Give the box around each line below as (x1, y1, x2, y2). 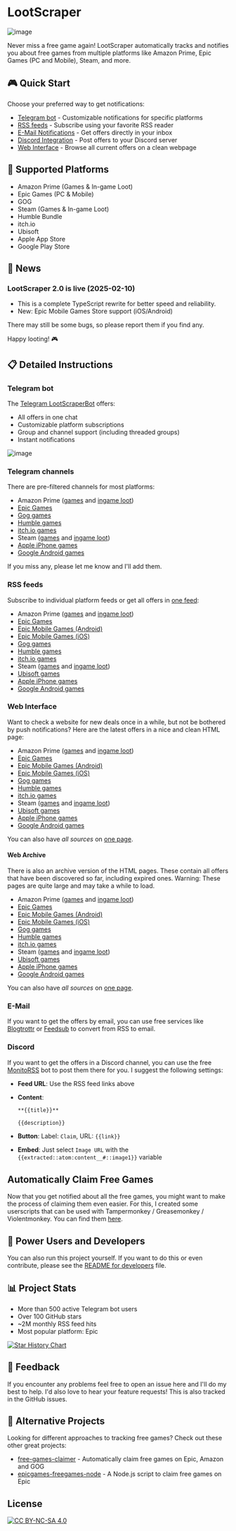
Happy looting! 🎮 (7, 335, 58, 344)
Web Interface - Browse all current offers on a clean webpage (17, 143, 197, 151)
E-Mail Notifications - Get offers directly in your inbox (17, 128, 173, 137)
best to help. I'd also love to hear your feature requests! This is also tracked (7, 1387, 225, 1396)
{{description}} (17, 1119, 65, 1126)
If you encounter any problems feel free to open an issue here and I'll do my (7, 1380, 227, 1388)
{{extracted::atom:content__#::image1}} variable (17, 1153, 163, 1161)
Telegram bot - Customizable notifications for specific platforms (17, 113, 204, 122)
